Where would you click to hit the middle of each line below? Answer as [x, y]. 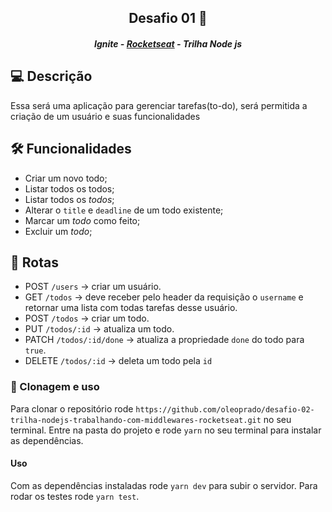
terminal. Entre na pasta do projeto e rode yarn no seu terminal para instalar [166, 430]
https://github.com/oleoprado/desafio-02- [225, 409]
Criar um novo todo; [66, 178]
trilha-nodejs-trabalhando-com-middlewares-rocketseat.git [136, 420]
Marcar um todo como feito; [82, 220]
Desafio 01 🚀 [168, 18]
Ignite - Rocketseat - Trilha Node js [168, 43]
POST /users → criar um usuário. [93, 287]
